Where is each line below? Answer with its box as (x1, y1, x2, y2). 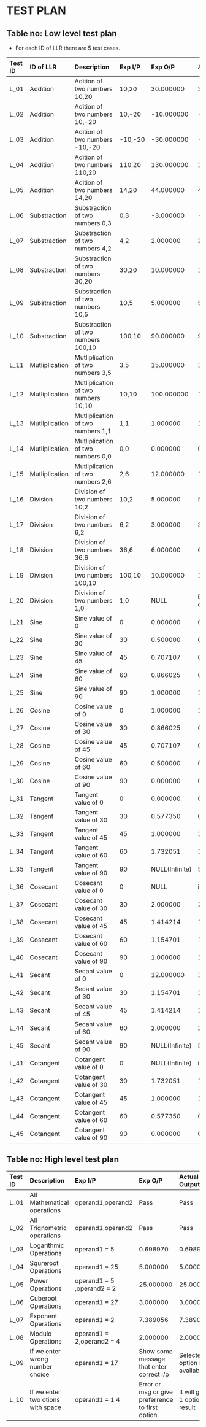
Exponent (29, 1312, 58, 1320)
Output (178, 1180, 200, 1188)
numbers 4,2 (74, 244, 112, 252)
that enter (139, 1362, 167, 1371)
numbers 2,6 (74, 478, 112, 485)
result (178, 1403, 196, 1412)
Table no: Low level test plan (6, 28, 118, 39)
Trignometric (29, 1223, 67, 1232)
